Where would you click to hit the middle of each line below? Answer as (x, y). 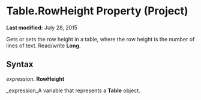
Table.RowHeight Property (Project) (97, 11)
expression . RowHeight (35, 78)
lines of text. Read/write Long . (43, 46)
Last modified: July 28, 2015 (42, 28)
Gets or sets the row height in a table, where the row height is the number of (100, 39)
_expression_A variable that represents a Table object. (73, 90)
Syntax (20, 64)
